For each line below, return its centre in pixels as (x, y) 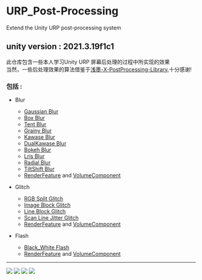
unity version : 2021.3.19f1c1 (60, 47)
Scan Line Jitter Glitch (51, 218)
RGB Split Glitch (43, 199)
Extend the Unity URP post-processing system (64, 28)
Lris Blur (34, 156)
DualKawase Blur (45, 144)
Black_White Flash (47, 248)
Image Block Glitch (47, 205)
